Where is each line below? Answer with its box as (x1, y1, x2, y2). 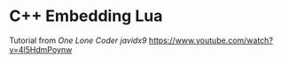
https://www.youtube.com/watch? (148, 35, 273, 45)
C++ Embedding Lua (9, 6, 163, 26)
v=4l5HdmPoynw (9, 44, 73, 54)
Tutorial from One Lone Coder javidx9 (9, 35, 147, 45)
